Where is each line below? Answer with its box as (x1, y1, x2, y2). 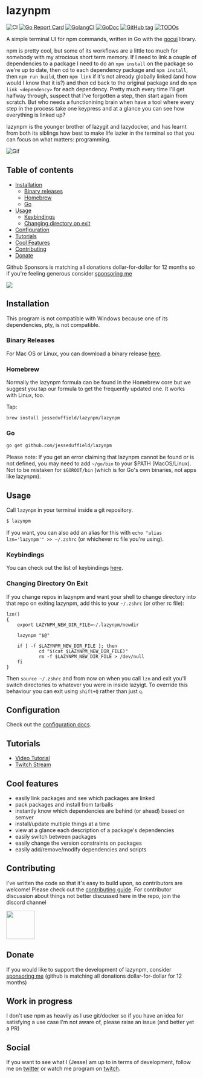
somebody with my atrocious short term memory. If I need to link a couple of (6, 53, 197, 60)
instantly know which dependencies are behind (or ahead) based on (14, 807, 185, 815)
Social (6, 1042, 30, 1053)
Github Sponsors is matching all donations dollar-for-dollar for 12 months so (6, 263, 195, 271)
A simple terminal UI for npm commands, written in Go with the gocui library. (6, 35, 196, 42)
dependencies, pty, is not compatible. (6, 321, 100, 328)
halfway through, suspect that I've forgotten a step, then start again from (6, 92, 188, 99)
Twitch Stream (14, 761, 51, 768)
